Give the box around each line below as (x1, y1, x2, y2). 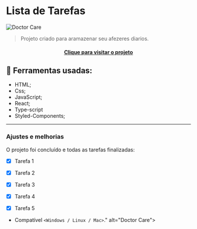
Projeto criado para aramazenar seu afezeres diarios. (20, 35, 149, 42)
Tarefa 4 (14, 193, 35, 200)
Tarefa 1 (14, 157, 34, 164)
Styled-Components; (14, 112, 66, 120)
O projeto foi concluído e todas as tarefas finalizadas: (6, 146, 135, 153)
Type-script (14, 106, 43, 113)
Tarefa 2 (14, 169, 35, 176)
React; (14, 100, 30, 107)
